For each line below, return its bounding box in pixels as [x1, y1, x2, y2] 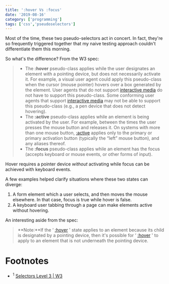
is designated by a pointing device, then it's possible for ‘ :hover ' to [17, 233, 159, 239]
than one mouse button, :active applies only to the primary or [25, 130, 152, 136]
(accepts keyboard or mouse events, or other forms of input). [25, 151, 153, 157]
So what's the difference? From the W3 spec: [5, 56, 99, 62]
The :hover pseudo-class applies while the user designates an [25, 66, 155, 72]
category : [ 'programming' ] [5, 17, 62, 22]
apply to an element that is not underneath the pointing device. [17, 238, 149, 244]
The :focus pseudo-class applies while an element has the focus [25, 146, 160, 152]
